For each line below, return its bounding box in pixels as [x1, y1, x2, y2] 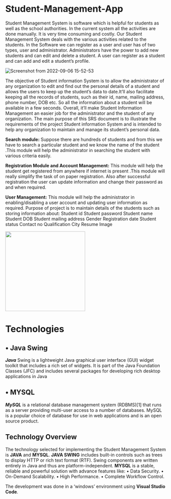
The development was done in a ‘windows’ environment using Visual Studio [5, 483, 166, 489]
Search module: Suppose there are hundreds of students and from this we [5, 136, 162, 142]
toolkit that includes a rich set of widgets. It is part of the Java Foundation [5, 362, 160, 368]
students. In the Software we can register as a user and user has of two [5, 41, 156, 47]
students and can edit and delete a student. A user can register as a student [5, 52, 165, 59]
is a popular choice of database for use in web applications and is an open [5, 412, 162, 418]
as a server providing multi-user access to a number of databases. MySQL [5, 407, 162, 413]
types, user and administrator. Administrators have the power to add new [5, 47, 159, 53]
